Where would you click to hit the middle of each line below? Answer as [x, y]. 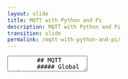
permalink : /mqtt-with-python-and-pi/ [64, 40]
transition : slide [34, 33]
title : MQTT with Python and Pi [55, 20]
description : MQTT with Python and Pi [64, 27]
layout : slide [28, 14]
